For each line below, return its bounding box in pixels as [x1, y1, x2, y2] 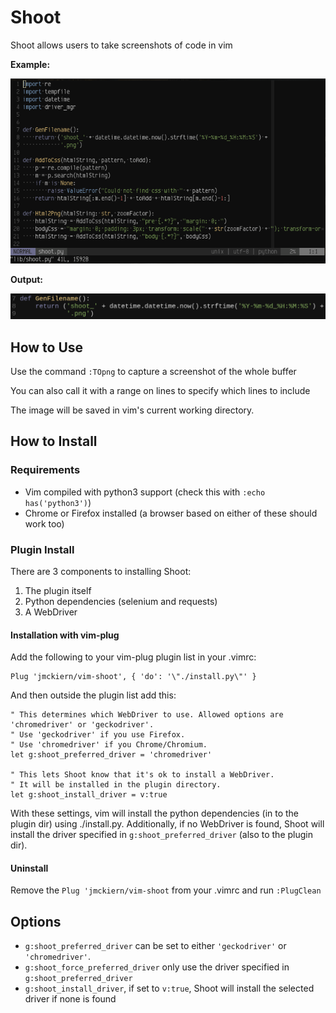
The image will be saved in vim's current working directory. [10, 404, 255, 416]
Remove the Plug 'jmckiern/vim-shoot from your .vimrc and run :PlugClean [10, 884, 322, 896]
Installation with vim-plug [10, 629, 120, 641]
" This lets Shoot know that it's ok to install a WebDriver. [10, 770, 275, 780]
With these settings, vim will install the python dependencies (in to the [10, 807, 300, 820]
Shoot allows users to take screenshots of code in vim [10, 39, 233, 51]
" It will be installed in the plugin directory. [10, 780, 222, 790]
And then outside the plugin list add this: [10, 689, 177, 701]
